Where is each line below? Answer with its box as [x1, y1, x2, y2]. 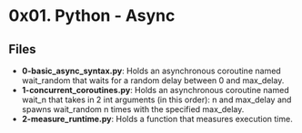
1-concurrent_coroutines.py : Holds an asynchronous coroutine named [21, 85, 289, 95]
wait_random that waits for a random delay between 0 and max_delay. [21, 75, 285, 86]
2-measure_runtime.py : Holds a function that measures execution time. [21, 114, 293, 124]
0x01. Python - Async [8, 5, 176, 26]
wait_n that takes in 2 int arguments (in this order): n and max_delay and [21, 94, 292, 105]
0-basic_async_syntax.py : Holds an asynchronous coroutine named [21, 65, 281, 76]
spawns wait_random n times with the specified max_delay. [21, 104, 245, 114]
